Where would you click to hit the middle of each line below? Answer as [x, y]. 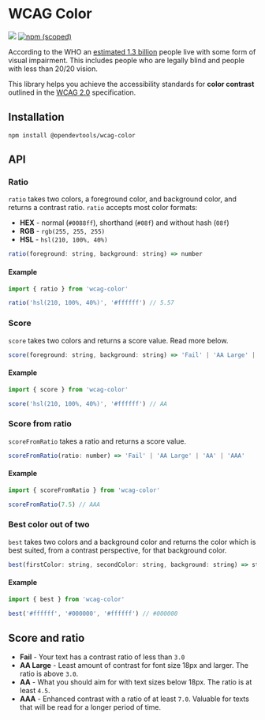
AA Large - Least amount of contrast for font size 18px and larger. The [134, 666]
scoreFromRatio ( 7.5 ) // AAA [54, 504]
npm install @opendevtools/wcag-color [72, 135]
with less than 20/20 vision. [53, 69]
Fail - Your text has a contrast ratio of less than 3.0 [102, 657]
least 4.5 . [35, 691]
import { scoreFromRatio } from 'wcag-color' [84, 490]
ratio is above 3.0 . [49, 674]
